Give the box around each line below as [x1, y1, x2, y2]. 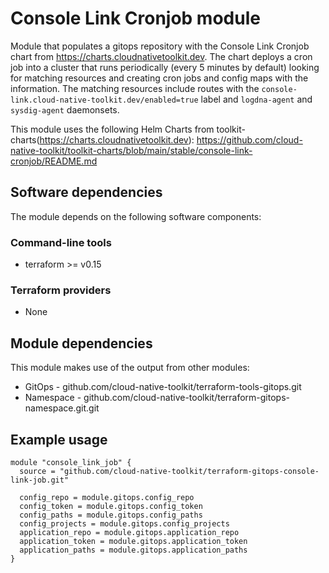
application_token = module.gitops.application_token [19, 536, 248, 546]
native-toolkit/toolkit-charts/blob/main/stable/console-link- [10, 144, 253, 156]
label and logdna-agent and [200, 93, 313, 105]
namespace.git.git [24, 402, 100, 414]
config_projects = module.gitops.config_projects [19, 518, 230, 529]
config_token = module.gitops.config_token [19, 501, 203, 511]
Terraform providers [10, 283, 112, 297]
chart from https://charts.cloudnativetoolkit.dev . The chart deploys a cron [10, 50, 313, 62]
